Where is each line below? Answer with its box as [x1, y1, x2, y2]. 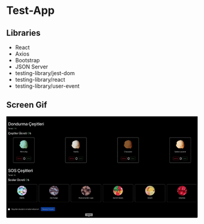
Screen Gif [6, 100, 47, 110]
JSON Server [15, 63, 49, 70]
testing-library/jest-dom [15, 70, 75, 76]
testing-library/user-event [15, 82, 80, 90]
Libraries [6, 28, 41, 38]
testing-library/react [15, 76, 66, 83]
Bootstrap [15, 57, 40, 64]
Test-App [6, 4, 55, 18]
